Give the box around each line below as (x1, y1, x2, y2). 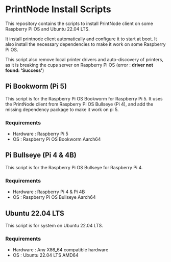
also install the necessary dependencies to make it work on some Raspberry (5, 41, 166, 47)
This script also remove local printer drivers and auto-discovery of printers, (5, 56, 163, 62)
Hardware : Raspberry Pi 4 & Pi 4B (12, 189, 85, 195)
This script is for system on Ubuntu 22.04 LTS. (5, 222, 103, 228)
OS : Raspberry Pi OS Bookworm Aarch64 (12, 136, 101, 142)
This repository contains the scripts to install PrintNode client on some (5, 20, 153, 27)
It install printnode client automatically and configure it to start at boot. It (5, 36, 157, 42)
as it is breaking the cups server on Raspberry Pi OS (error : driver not (5, 62, 153, 68)
